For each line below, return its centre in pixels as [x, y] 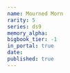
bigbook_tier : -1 [32, 40]
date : [15, 53]
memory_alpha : [28, 33]
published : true [30, 59]
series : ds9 [24, 26]
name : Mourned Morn [35, 14]
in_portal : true [30, 46]
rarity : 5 [21, 20]
